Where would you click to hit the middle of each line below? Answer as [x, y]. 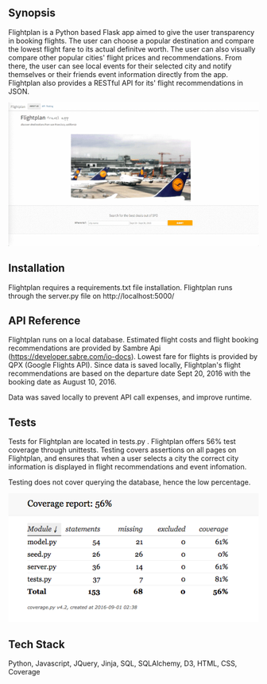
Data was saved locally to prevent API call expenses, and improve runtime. [130, 397]
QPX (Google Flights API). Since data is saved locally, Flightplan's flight [124, 365]
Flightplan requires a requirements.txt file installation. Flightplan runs [120, 287]
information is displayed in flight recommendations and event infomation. [128, 467]
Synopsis [32, 13]
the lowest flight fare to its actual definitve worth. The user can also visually [132, 49]
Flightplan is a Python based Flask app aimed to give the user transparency [132, 32]
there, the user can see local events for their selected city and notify [120, 66]
